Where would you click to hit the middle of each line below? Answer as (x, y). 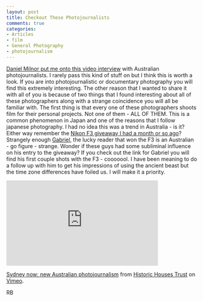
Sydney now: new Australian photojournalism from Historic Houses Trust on (101, 274)
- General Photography (35, 46)
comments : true (25, 23)
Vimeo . (15, 280)
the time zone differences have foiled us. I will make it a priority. (86, 172)
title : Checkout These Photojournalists (58, 18)
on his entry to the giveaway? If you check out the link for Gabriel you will (98, 152)
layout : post (23, 12)
